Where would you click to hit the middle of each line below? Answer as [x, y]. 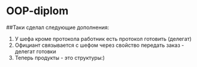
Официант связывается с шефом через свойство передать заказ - [99, 45]
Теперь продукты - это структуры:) [60, 58]
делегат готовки [35, 51]
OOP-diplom [37, 11]
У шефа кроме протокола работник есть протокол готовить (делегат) [103, 39]
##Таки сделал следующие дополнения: [58, 27]
